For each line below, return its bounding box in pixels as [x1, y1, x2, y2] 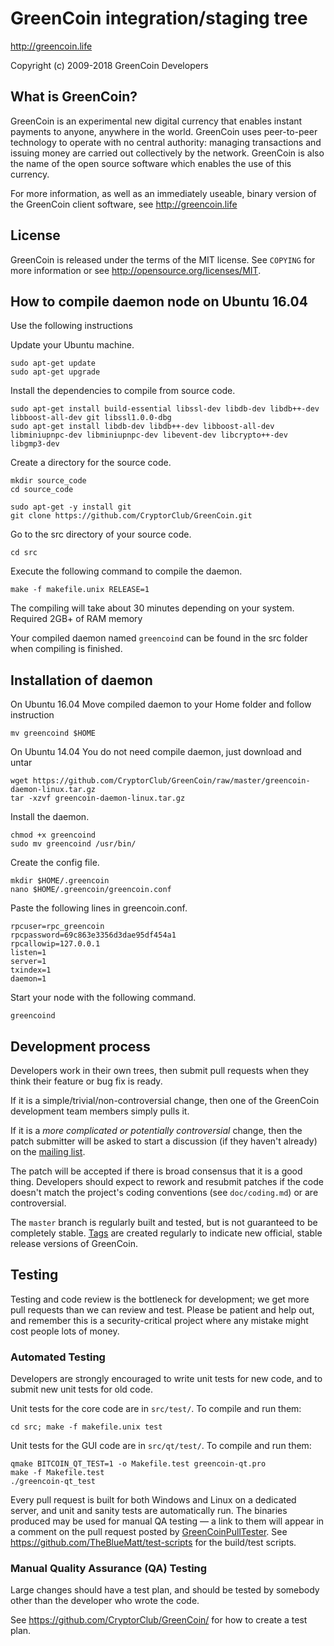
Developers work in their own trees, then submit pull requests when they [10, 1065, 310, 1076]
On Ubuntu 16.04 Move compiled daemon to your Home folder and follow [10, 698, 312, 711]
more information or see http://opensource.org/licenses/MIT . [10, 264, 262, 276]
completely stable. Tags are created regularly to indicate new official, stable [10, 1227, 323, 1239]
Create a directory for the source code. [10, 457, 172, 469]
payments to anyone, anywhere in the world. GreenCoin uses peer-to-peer [10, 125, 318, 137]
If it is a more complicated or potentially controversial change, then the [10, 1125, 303, 1136]
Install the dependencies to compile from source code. [10, 385, 236, 397]
